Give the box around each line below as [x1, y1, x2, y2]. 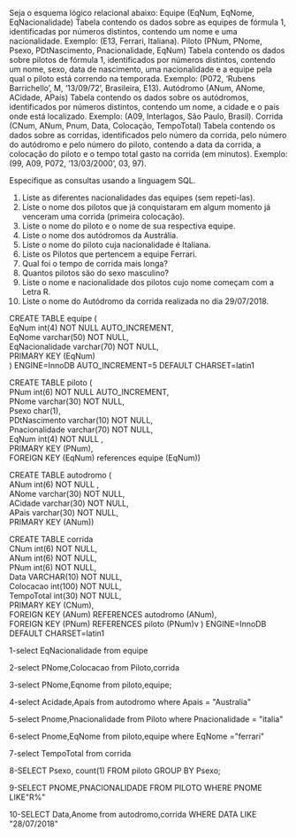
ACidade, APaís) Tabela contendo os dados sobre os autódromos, [9, 92, 249, 103]
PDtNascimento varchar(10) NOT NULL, [9, 415, 153, 425]
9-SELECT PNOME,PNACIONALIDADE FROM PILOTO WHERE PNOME [9, 783, 262, 793]
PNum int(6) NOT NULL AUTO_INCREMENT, [9, 387, 170, 397]
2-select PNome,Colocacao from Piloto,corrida [9, 663, 179, 672]
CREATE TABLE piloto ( [9, 377, 93, 388]
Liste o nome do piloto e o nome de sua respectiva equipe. [21, 221, 236, 231]
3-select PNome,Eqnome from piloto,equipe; [9, 679, 172, 690]
